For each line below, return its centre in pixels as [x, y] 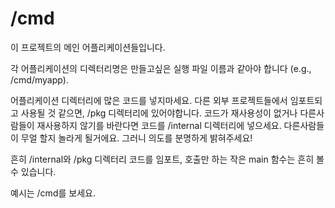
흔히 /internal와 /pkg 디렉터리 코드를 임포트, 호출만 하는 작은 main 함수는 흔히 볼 [167, 159]
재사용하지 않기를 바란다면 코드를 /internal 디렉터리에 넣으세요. [159, 125]
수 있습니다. [33, 171]
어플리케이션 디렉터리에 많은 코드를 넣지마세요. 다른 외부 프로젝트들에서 [149, 100]
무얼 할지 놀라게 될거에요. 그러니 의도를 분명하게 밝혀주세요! [136, 138]
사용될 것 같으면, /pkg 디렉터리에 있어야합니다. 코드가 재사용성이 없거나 [159, 113]
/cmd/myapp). [39, 79]
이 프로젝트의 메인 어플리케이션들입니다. [88, 47]
